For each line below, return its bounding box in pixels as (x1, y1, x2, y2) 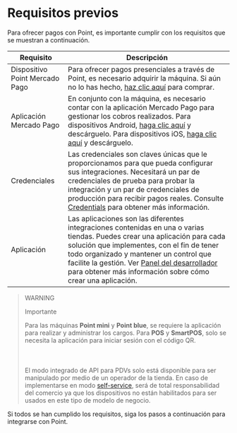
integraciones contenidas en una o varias (68, 223, 205, 232)
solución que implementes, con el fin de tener (68, 240, 219, 250)
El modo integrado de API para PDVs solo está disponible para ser (24, 366, 217, 374)
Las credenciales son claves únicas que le (68, 149, 208, 159)
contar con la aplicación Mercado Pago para (68, 102, 215, 112)
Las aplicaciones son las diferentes (68, 213, 185, 223)
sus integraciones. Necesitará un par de (68, 167, 200, 177)
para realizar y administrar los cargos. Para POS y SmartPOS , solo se (24, 328, 227, 337)
